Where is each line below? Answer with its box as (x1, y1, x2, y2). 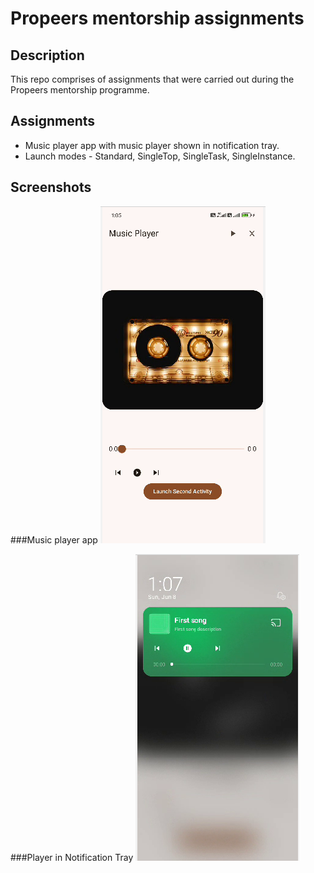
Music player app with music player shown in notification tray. (24, 139, 280, 151)
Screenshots (10, 179, 92, 196)
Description (10, 47, 85, 64)
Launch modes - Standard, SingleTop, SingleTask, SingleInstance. (24, 150, 296, 162)
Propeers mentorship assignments (10, 7, 305, 30)
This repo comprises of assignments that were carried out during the (10, 73, 295, 85)
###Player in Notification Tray (10, 851, 134, 863)
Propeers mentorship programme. (10, 84, 150, 96)
